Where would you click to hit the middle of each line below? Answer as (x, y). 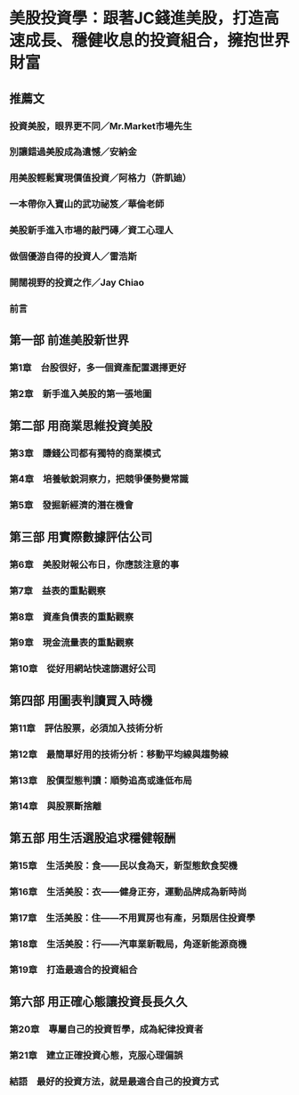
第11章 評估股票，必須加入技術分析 (86, 728)
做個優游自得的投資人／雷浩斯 (73, 256)
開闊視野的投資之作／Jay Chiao (77, 283)
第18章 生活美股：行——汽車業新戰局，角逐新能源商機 (128, 944)
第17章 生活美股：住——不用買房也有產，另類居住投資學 (132, 918)
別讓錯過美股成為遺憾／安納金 (73, 152)
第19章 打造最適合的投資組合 (73, 969)
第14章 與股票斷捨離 (56, 807)
